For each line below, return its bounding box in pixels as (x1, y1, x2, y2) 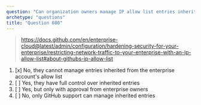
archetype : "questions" (6, 14, 66, 20)
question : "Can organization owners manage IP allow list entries (6, 8, 175, 15)
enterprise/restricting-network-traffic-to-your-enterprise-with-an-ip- (20, 49, 191, 56)
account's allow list (14, 73, 63, 81)
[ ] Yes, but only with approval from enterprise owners (14, 86, 148, 93)
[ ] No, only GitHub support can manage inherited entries (14, 92, 156, 99)
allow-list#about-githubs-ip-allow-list (20, 55, 114, 63)
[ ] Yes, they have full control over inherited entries (14, 79, 140, 87)
